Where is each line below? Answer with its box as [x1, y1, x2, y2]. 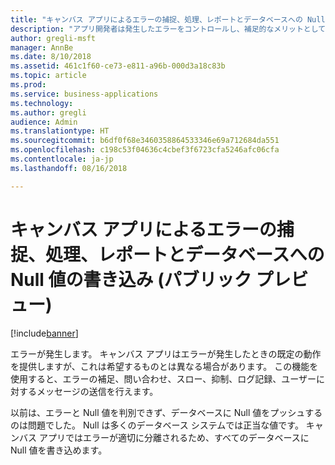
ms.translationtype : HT [10, 126, 110, 136]
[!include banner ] [10, 327, 79, 339]
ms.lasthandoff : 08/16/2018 [10, 163, 128, 173]
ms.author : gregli [10, 107, 87, 118]
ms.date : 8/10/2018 [10, 52, 92, 62]
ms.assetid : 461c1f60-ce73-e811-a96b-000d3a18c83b [10, 61, 226, 71]
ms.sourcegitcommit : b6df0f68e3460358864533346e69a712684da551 [10, 136, 280, 146]
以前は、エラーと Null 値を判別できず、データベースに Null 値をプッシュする [10, 406, 323, 418]
